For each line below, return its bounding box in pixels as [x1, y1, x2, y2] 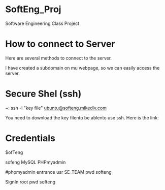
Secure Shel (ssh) [5, 88, 82, 100]
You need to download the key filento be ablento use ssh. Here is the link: [5, 114, 159, 120]
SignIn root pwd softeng [5, 179, 56, 185]
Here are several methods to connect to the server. [5, 55, 112, 61]
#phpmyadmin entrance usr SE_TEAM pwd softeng [5, 169, 112, 175]
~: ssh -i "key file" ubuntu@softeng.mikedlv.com [5, 105, 107, 111]
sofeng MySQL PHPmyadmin [5, 159, 66, 165]
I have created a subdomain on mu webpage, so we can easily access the [5, 65, 160, 71]
